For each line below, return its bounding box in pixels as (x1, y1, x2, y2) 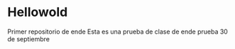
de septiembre (7, 34, 50, 43)
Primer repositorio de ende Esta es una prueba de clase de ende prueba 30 (7, 27, 229, 36)
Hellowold (7, 4, 68, 20)
